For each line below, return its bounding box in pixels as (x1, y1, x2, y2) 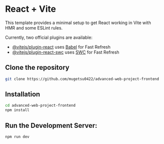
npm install (5, 108, 29, 113)
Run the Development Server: (5, 121, 97, 130)
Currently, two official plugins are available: (5, 34, 93, 40)
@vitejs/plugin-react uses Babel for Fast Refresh (12, 44, 111, 50)
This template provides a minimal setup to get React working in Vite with (5, 20, 151, 26)
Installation (5, 90, 40, 99)
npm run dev (5, 134, 29, 139)
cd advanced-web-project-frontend (5, 103, 76, 108)
